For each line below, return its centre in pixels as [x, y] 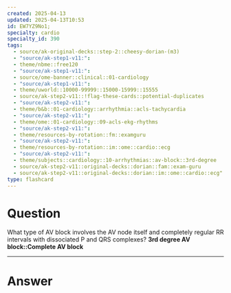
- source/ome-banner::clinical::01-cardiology [81, 77]
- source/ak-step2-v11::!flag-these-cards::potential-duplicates [109, 97]
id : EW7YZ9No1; [29, 26]
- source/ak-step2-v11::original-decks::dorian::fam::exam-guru [107, 166]
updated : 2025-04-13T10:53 [46, 20]
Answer [30, 281]
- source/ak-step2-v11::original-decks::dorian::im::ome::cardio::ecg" [118, 173]
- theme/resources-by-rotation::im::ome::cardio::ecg [92, 148]
